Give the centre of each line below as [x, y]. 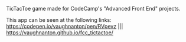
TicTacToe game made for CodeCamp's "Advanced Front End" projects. [93, 9]
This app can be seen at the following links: [59, 20]
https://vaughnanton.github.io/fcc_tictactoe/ [60, 33]
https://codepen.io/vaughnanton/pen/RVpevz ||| [65, 26]
